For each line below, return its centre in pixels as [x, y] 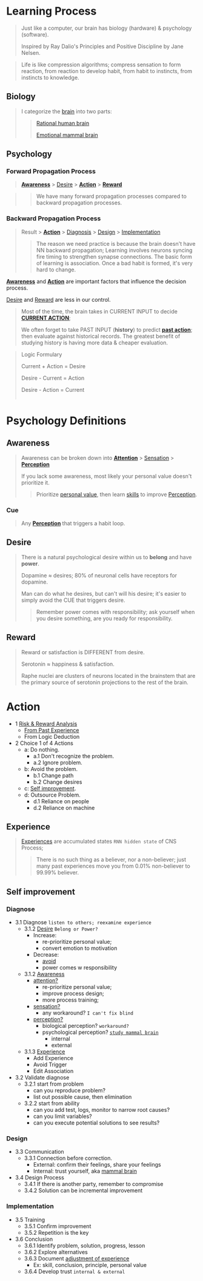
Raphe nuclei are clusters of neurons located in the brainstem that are [108, 675]
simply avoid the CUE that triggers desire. [73, 600]
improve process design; [73, 994]
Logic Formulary [42, 354]
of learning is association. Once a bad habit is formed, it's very [114, 263]
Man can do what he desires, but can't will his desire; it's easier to [104, 593]
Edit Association [53, 1071]
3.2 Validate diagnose [42, 1078]
